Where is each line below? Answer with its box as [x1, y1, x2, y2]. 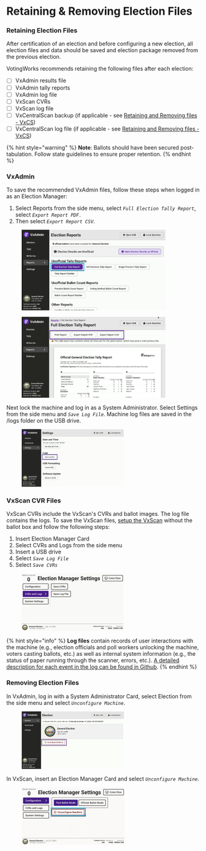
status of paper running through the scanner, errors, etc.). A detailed [6, 657, 180, 664]
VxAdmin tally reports [15, 84, 71, 91]
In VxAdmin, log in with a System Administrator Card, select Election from [6, 692, 192, 700]
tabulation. [6, 150, 34, 158]
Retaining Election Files [6, 26, 78, 35]
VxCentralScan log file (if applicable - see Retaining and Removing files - [15, 125, 200, 133]
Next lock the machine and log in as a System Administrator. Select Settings [6, 404, 198, 411]
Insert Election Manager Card [15, 535, 90, 542]
